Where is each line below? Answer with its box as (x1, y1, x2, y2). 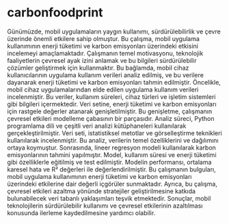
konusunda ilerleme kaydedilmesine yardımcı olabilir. (7, 208, 156, 216)
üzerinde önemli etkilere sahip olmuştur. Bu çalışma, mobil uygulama (7, 34, 200, 42)
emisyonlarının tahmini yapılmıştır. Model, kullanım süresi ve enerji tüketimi (7, 150, 217, 158)
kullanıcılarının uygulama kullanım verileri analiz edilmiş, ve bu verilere (7, 70, 204, 79)
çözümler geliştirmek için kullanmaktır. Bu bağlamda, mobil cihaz (7, 64, 189, 72)
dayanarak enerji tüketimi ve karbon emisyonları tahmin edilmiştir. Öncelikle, (7, 78, 221, 86)
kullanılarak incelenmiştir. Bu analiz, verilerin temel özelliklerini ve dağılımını (7, 136, 219, 144)
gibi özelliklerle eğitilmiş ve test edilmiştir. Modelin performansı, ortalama (7, 158, 212, 166)
